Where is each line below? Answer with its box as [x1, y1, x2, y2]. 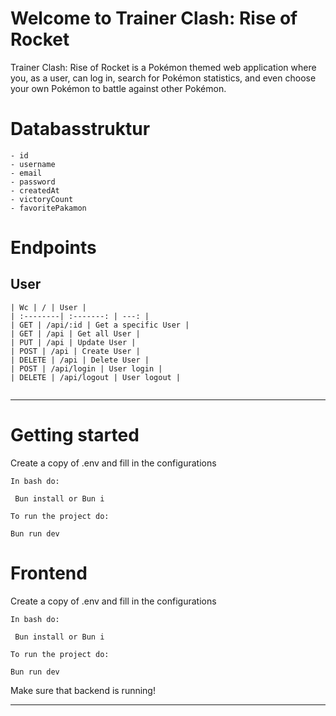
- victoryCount [10, 194, 74, 204]
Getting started [10, 424, 140, 447]
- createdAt [10, 185, 60, 196]
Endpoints [10, 237, 97, 259]
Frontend [10, 562, 88, 584]
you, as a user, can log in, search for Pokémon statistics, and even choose [10, 72, 317, 84]
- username [10, 159, 56, 169]
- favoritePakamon [10, 203, 87, 213]
